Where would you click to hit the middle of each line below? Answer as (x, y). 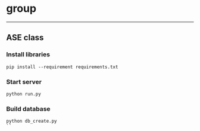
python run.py (24, 94)
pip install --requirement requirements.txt (62, 67)
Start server (24, 82)
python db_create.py (32, 121)
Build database (28, 108)
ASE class (25, 38)
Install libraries (28, 55)
